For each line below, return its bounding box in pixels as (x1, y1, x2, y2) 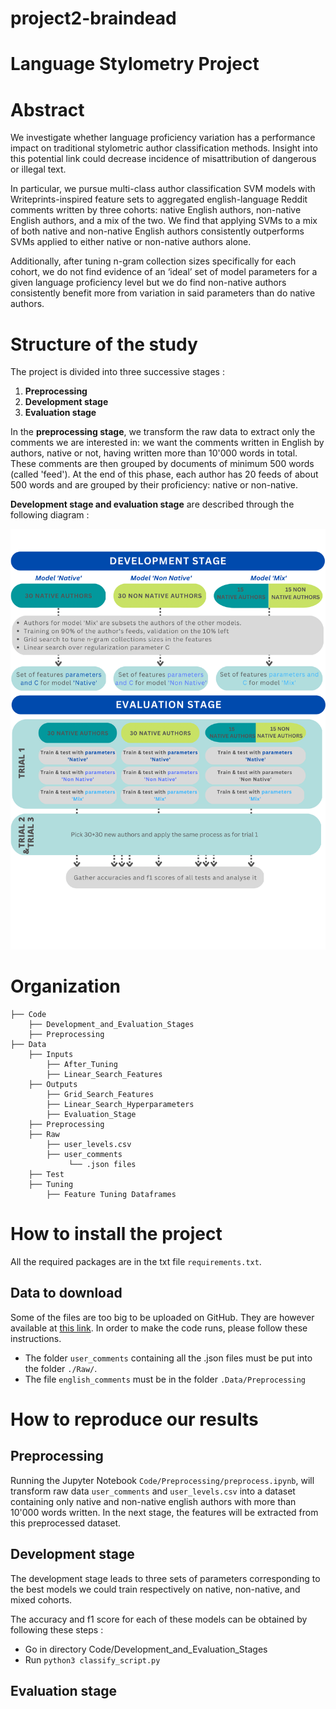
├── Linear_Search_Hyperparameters (46, 1100, 195, 1110)
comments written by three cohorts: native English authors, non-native (10, 204, 302, 216)
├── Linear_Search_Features (46, 1070, 163, 1080)
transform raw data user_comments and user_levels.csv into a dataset (10, 1485, 296, 1497)
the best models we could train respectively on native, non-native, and (10, 1583, 301, 1595)
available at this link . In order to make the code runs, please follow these (10, 1322, 308, 1334)
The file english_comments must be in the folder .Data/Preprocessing (24, 1373, 306, 1385)
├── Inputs (28, 1050, 74, 1060)
